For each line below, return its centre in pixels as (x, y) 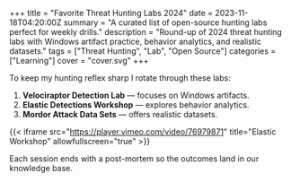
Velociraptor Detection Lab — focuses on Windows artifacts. (136, 95)
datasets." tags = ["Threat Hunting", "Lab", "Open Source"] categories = (143, 51)
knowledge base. (41, 168)
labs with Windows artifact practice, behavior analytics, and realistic (136, 41)
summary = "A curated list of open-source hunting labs (165, 22)
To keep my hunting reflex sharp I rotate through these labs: (120, 78)
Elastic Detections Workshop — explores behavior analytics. (136, 105)
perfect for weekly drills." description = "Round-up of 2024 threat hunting (146, 32)
